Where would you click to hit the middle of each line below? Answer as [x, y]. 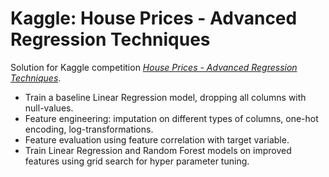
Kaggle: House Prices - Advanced [154, 18]
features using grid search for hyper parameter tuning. [137, 161]
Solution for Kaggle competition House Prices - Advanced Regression [154, 67]
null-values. [49, 108]
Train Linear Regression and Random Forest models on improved [158, 150]
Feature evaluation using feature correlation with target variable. [157, 139]
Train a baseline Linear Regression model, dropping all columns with [165, 97]
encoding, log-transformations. [89, 129]
